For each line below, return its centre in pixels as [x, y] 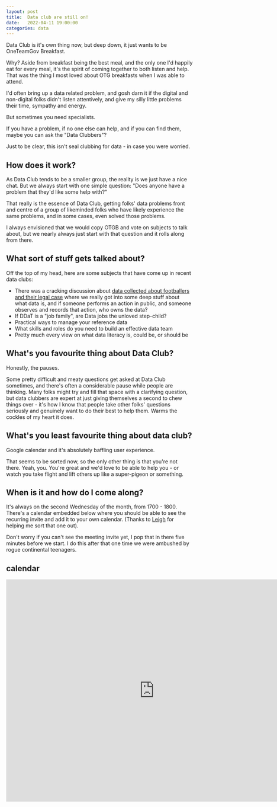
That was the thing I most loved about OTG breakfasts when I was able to [95, 75]
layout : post [22, 12]
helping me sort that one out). [42, 526]
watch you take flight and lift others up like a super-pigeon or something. [95, 474]
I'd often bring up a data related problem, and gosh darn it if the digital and [97, 93]
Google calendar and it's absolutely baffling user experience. [80, 450]
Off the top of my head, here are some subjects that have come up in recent [99, 273]
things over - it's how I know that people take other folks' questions [88, 404]
